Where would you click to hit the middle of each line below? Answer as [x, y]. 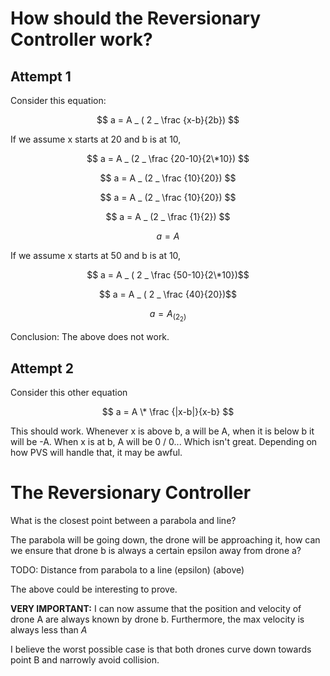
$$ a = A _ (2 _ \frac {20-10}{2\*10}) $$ [168, 158]
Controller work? [81, 39]
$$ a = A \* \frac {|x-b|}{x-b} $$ [168, 411]
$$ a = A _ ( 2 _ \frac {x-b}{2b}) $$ [168, 120]
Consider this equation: [58, 100]
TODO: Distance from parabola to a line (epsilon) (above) [127, 569]
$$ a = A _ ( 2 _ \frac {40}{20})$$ [168, 294]
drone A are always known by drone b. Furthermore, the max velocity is [157, 619]
